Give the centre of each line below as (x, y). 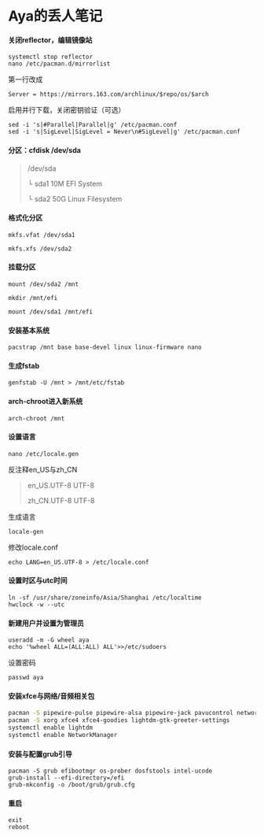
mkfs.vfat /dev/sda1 (42, 235)
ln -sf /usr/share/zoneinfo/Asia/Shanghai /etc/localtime (105, 598)
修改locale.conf (33, 547)
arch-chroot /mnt (37, 418)
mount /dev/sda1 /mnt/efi (50, 312)
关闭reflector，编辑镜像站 (50, 39)
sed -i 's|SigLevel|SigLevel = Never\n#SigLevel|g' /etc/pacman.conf (125, 132)
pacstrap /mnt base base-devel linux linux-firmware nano (105, 347)
